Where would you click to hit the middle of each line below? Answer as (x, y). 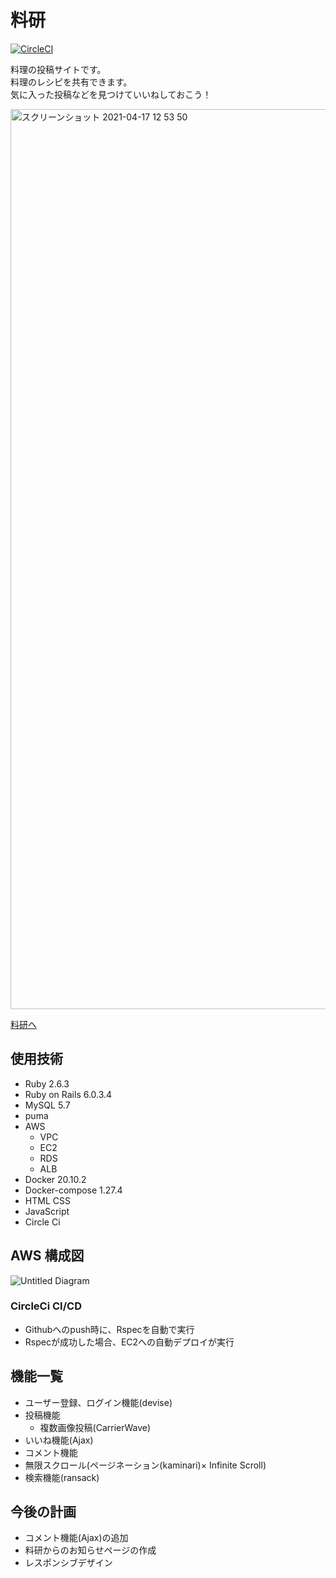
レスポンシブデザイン (68, 1563)
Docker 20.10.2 (55, 1179)
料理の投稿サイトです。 (58, 69)
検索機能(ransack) (62, 1477)
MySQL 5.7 (47, 1105)
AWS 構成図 (47, 1256)
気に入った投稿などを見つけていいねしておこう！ (111, 94)
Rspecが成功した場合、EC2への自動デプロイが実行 (129, 1342)
